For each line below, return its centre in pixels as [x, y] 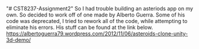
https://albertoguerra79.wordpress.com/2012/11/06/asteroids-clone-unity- [97, 34]
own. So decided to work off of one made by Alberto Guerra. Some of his [96, 15]
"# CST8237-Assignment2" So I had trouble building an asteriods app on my [100, 9]
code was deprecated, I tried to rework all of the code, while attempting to [97, 21]
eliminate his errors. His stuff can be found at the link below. [80, 27]
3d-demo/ [19, 40]
